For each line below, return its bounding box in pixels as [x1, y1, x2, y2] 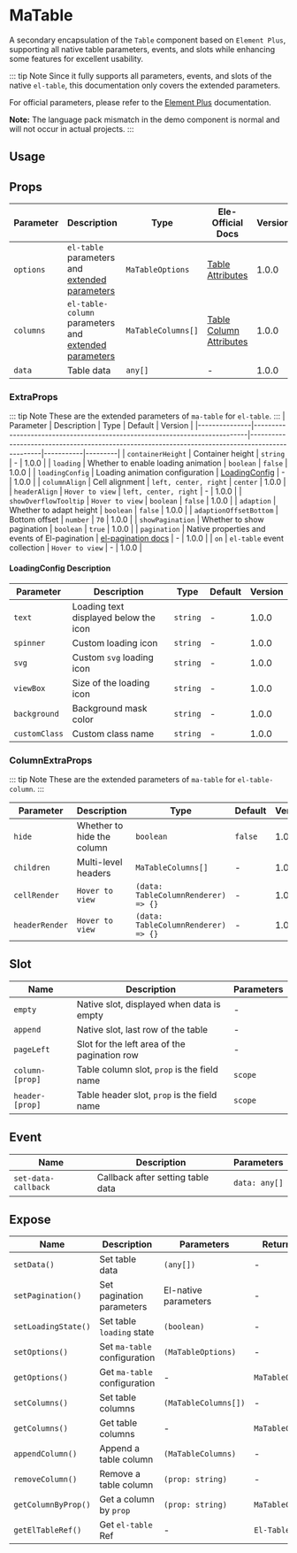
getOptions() [13, 1372, 69, 1383]
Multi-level [76, 856, 123, 868]
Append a [99, 1442, 140, 1455]
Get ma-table [99, 1366, 153, 1379]
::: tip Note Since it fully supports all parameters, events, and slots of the [9, 70, 272, 81]
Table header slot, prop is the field [76, 1088, 217, 1101]
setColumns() [13, 1398, 69, 1408]
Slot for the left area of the [76, 1037, 186, 1049]
